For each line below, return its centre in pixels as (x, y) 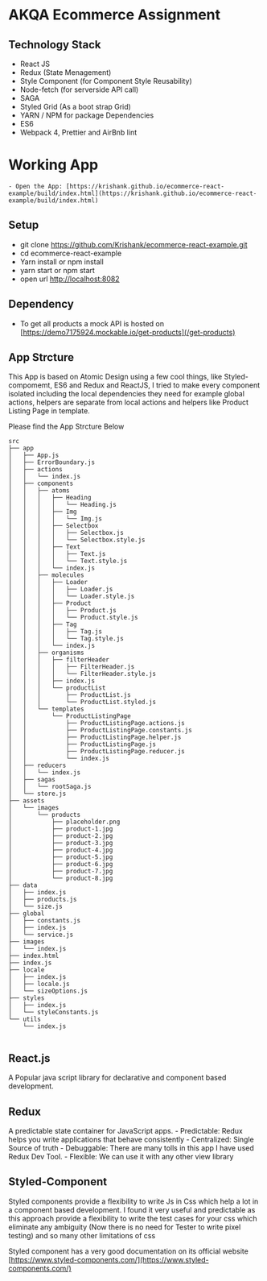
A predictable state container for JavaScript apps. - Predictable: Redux (126, 1131)
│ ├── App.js (34, 456)
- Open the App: (35, 186)
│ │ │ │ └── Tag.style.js (66, 639)
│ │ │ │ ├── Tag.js (55, 632)
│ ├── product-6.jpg (61, 864)
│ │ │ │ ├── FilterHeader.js (72, 667)
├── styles (27, 998)
